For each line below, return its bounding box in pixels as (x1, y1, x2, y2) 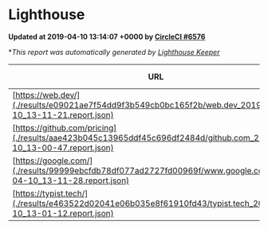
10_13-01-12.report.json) (12, 208, 114, 219)
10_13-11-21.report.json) (12, 109, 114, 120)
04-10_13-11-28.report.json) (12, 175, 130, 186)
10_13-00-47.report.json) (12, 142, 114, 153)
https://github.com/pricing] (15, 122, 117, 133)
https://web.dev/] (15, 89, 81, 100)
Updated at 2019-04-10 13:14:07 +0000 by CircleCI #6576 (8, 32, 206, 41)
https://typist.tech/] (15, 188, 89, 199)
